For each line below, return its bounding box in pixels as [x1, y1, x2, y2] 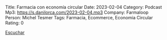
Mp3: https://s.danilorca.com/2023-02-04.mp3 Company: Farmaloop [5, 9, 149, 15]
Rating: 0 [5, 20, 24, 26]
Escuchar [5, 30, 25, 35]
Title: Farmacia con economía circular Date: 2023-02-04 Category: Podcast [5, 4, 162, 10]
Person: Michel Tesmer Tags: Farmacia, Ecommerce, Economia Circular [5, 15, 153, 20]
